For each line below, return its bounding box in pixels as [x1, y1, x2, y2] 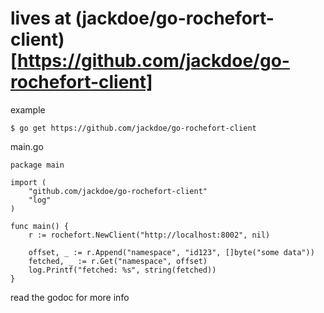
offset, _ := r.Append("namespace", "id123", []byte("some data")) [28, 247, 315, 257]
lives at [10, 7, 72, 30]
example [10, 103, 46, 116]
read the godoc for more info [10, 291, 130, 303]
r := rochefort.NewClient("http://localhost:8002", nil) [28, 230, 271, 240]
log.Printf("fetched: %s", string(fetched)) [28, 265, 217, 275]
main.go [10, 140, 44, 152]
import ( [10, 177, 47, 187]
